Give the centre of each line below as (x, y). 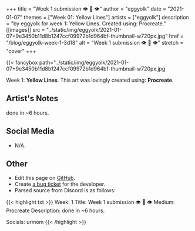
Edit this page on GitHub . (45, 178)
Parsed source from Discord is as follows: (65, 190)
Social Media (30, 131)
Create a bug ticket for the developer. (60, 184)
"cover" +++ (21, 51)
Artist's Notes (32, 98)
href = (176, 36)
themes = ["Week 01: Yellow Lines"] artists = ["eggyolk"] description (106, 17)
